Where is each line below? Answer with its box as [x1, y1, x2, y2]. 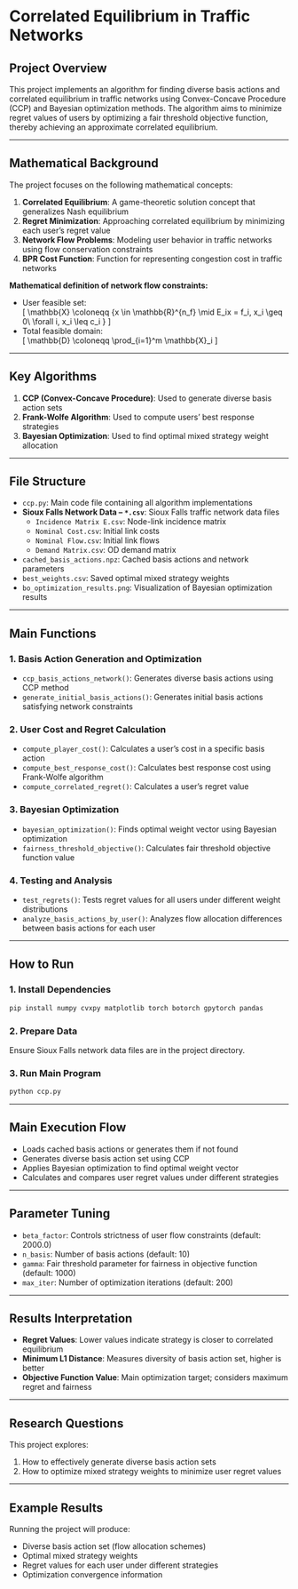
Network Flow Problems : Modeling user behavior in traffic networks [21, 234, 272, 245]
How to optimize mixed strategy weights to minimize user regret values [21, 1466, 282, 1477]
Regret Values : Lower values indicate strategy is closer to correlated [21, 1335, 273, 1345]
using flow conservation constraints [21, 244, 153, 254]
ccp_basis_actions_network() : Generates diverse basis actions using [21, 673, 274, 683]
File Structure [9, 474, 86, 490]
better [21, 1362, 44, 1374]
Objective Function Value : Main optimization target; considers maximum [21, 1372, 288, 1383]
